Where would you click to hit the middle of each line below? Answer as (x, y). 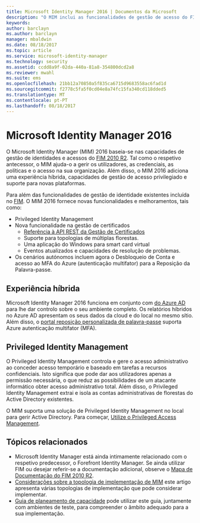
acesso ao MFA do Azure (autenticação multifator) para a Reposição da (102, 263)
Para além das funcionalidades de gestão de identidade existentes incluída (98, 195)
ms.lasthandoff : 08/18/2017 (41, 106)
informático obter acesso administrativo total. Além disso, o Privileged (92, 387)
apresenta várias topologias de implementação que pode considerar (99, 488)
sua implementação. (40, 513)
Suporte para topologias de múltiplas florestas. (81, 238)
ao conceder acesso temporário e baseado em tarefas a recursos (87, 368)
